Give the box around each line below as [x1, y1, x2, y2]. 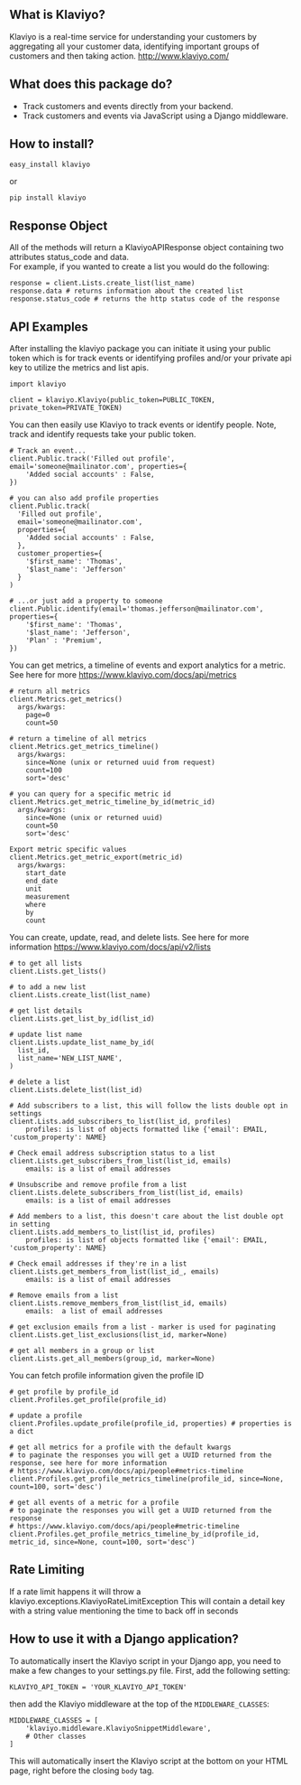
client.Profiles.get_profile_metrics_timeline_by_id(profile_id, [9, 1530, 260, 1539]
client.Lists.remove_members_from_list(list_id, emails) [9, 1299, 228, 1308]
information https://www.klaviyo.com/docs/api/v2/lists [9, 941, 212, 952]
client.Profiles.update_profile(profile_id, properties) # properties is [9, 1419, 293, 1428]
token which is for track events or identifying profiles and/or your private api [9, 352, 292, 364]
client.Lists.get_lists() [9, 967, 106, 977]
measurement [25, 892, 70, 902]
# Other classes [25, 1732, 87, 1741]
